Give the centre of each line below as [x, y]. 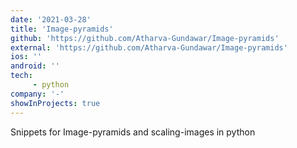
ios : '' [26, 57]
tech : [21, 76]
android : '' [35, 66]
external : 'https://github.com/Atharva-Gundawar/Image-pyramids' [149, 47]
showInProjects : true [55, 103]
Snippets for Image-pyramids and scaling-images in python [133, 132]
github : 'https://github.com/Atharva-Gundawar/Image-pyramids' [145, 38]
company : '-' [37, 94]
